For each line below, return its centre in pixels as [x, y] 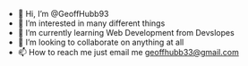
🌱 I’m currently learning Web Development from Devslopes [126, 33]
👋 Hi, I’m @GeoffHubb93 [63, 14]
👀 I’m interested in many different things [91, 23]
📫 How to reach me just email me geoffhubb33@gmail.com [128, 52]
